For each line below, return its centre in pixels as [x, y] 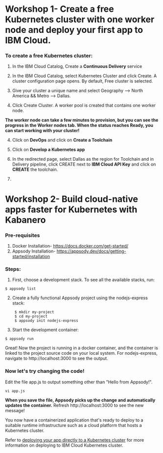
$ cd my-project [31, 316]
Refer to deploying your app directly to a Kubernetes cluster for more [75, 440]
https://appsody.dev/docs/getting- [91, 251]
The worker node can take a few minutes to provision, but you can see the [82, 120]
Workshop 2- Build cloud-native [72, 199]
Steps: [13, 269]
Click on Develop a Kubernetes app [48, 150]
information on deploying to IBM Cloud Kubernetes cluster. [64, 445]
